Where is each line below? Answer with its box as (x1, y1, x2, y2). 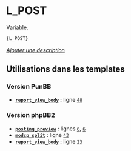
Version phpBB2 (6, 111, 56, 119)
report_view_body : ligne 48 (15, 96, 83, 103)
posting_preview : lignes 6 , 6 (15, 125, 86, 132)
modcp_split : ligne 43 (15, 131, 69, 138)
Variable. (6, 24, 29, 31)
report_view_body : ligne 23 (15, 138, 83, 145)
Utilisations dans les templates (6, 64, 126, 75)
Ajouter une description (6, 46, 65, 53)
